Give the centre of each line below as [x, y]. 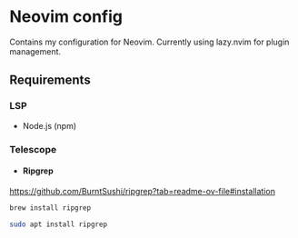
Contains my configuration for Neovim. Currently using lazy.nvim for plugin [149, 42]
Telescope [33, 149]
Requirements [50, 80]
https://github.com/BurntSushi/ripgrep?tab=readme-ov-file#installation [142, 191]
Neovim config [66, 17]
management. [35, 51]
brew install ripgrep [50, 208]
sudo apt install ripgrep [58, 224]
